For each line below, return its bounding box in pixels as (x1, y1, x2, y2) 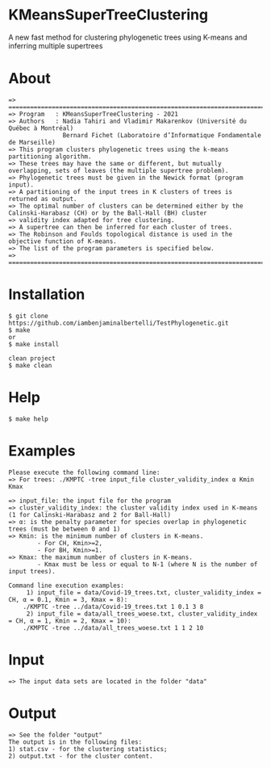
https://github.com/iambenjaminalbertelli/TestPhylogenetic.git (8, 319, 229, 327)
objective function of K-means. (8, 237, 117, 246)
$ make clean (8, 361, 52, 369)
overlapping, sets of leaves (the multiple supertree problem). (8, 166, 229, 174)
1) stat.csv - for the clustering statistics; (8, 745, 168, 753)
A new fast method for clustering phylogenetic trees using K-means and (8, 32, 248, 42)
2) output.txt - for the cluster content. (8, 752, 153, 760)
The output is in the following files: (8, 737, 143, 746)
